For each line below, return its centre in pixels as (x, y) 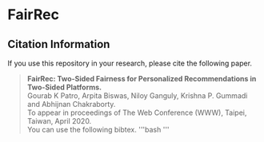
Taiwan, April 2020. (59, 121)
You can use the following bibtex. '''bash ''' (98, 130)
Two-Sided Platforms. (64, 87)
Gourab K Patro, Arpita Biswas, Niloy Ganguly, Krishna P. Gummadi (137, 96)
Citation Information (59, 44)
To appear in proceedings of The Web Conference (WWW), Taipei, (137, 112)
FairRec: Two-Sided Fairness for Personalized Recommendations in (142, 79)
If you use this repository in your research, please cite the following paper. (130, 63)
